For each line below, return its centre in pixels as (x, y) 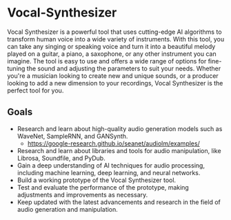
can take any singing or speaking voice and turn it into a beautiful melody (111, 46)
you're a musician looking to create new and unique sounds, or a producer (113, 76)
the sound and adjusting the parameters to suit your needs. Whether (124, 68)
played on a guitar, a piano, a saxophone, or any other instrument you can (112, 54)
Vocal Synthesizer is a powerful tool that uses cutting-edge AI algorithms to (114, 32)
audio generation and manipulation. (68, 209)
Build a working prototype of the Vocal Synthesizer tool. (97, 180)
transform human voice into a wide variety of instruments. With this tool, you (116, 39)
